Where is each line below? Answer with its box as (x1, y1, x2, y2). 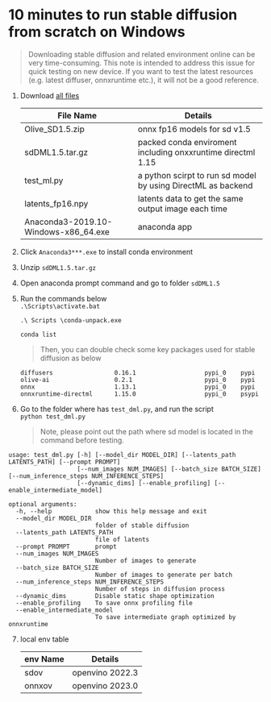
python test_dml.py (19, 413, 86, 421)
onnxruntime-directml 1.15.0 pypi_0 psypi (19, 389, 260, 398)
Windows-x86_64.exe (23, 226, 110, 237)
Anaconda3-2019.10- (23, 216, 113, 227)
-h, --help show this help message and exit (15, 507, 207, 515)
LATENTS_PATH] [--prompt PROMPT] (8, 458, 121, 466)
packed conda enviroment (137, 136, 237, 147)
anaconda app (137, 221, 193, 232)
